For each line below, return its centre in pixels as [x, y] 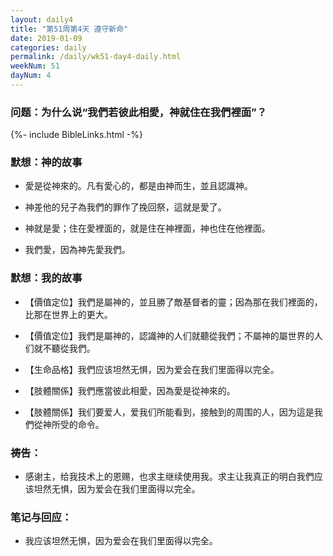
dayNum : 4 [31, 76]
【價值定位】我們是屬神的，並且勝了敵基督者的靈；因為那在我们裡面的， [173, 302]
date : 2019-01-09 [46, 38]
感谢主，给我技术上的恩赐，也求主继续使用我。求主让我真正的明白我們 [169, 477]
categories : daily [48, 47]
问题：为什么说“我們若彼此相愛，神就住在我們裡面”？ [139, 112]
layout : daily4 [42, 19]
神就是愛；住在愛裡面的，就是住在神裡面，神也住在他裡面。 [147, 228]
